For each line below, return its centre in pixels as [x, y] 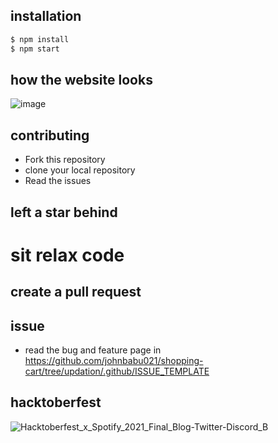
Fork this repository [65, 160]
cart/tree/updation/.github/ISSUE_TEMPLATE [117, 371]
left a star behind [64, 212]
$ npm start [35, 49]
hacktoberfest [56, 402]
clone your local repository [80, 170]
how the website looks [81, 79]
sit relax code [67, 255]
